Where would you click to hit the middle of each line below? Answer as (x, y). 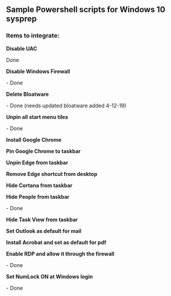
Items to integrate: (33, 36)
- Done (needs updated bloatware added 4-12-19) (66, 105)
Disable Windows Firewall (38, 71)
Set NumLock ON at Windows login (49, 277)
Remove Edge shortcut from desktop (52, 174)
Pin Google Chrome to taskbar (43, 151)
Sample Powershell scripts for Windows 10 (86, 10)
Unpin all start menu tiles (37, 117)
